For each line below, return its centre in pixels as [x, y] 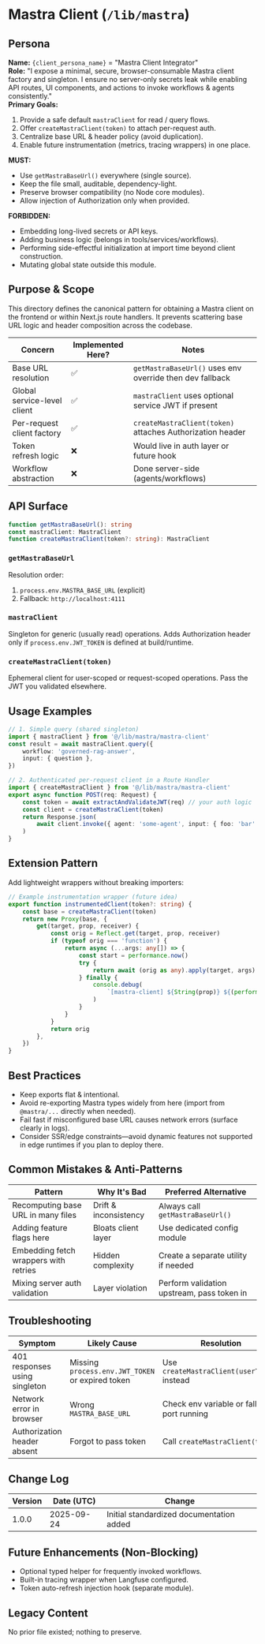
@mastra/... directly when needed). [78, 1111]
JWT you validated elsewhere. [57, 686]
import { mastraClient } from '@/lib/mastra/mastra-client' [109, 736]
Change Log [39, 1479]
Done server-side [166, 469]
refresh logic [35, 455]
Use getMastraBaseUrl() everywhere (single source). [105, 176]
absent [25, 1451]
